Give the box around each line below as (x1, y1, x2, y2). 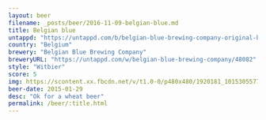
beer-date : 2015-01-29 (8, 84, 83, 93)
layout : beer (8, 11, 51, 20)
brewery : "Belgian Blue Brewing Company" (8, 48, 147, 56)
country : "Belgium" (8, 41, 73, 49)
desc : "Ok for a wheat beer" (8, 92, 104, 100)
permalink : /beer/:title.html (8, 99, 108, 107)
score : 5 (8, 70, 37, 78)
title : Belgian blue (8, 26, 77, 34)
